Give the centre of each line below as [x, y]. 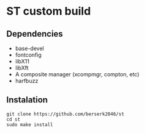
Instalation [27, 100]
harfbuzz [27, 81]
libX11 [22, 61]
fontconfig [28, 55]
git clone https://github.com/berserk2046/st [65, 114]
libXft [22, 68]
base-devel [29, 48]
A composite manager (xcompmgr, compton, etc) [77, 74]
